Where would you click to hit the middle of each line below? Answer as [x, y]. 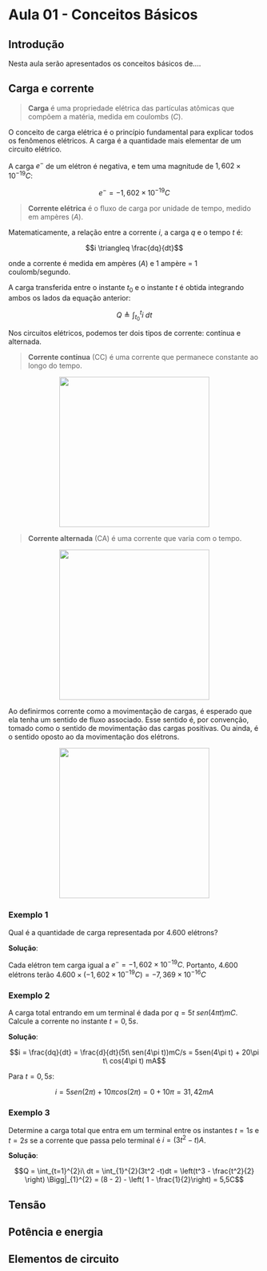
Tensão [27, 1205]
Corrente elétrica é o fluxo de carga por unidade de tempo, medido [139, 208]
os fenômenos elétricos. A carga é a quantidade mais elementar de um [125, 140]
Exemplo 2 [29, 995]
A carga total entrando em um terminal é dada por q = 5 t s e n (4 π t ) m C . [123, 1013]
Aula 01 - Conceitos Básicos [103, 15]
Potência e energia [56, 1232]
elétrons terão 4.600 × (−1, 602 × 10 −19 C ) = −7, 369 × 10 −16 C [107, 974]
